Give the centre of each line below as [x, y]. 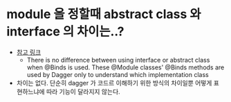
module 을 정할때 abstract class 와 [104, 14]
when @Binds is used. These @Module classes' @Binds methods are [126, 67]
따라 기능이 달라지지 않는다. [83, 92]
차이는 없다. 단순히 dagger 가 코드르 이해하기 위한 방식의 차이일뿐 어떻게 [114, 83]
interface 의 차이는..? [65, 32]
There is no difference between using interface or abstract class [118, 60]
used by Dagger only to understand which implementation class [118, 74]
